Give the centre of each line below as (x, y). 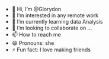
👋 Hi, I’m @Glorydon (36, 9)
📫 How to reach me (36, 35)
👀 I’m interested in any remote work (55, 15)
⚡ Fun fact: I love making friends (51, 50)
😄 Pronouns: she (33, 43)
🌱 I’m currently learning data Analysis (57, 22)
